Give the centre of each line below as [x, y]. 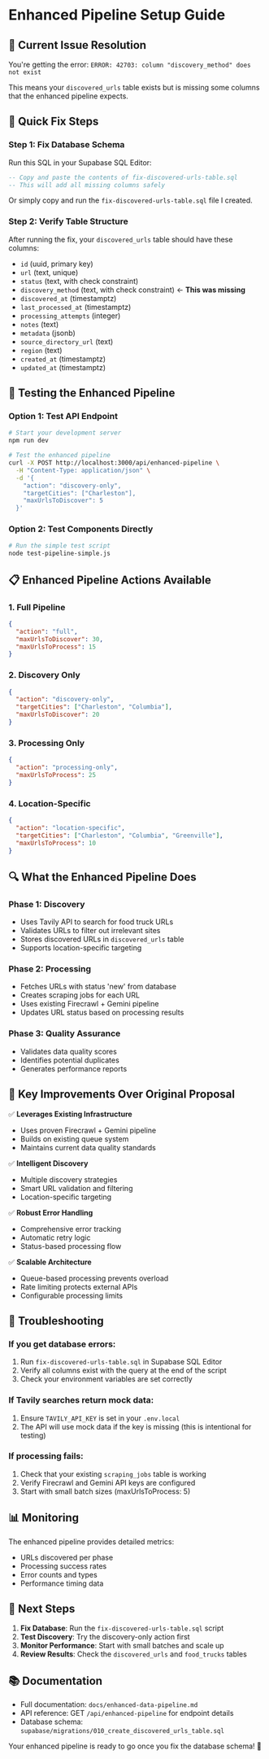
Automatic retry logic [55, 1237]
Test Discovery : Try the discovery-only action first [105, 1637]
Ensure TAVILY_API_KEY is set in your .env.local [100, 1418]
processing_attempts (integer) [70, 316]
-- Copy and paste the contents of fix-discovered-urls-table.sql [123, 177]
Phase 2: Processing [50, 969]
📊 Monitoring [44, 1518]
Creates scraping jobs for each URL [80, 995]
